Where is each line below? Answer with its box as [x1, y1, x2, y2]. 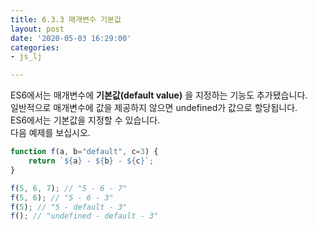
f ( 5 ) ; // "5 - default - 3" [10, 202, 128, 212]
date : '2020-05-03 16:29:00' [10, 33, 132, 43]
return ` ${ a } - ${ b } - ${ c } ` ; [28, 156, 155, 166]
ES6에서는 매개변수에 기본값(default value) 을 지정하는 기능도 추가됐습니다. [10, 89, 308, 101]
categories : [10, 42, 60, 53]
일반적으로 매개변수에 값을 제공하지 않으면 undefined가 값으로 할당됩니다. [10, 102, 298, 114]
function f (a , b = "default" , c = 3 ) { [10, 147, 159, 157]
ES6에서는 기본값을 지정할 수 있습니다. [10, 114, 161, 126]
